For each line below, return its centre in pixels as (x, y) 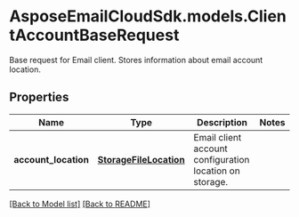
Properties (39, 97)
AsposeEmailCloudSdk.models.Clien (148, 16)
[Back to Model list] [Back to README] (80, 204)
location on (217, 171)
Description (222, 122)
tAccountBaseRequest (94, 35)
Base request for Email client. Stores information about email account (136, 60)
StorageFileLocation (141, 159)
